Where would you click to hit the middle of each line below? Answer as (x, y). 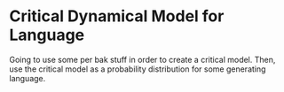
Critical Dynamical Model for (117, 16)
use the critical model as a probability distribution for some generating (138, 69)
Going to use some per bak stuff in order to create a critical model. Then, (142, 59)
